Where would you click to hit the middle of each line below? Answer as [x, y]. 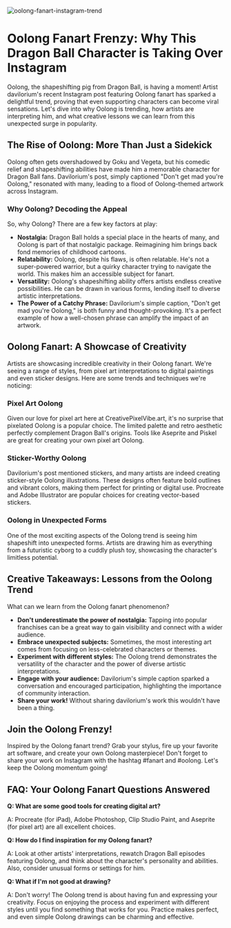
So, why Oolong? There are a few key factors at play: [82, 224]
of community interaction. [54, 693]
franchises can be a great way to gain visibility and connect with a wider [120, 627]
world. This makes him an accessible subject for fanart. [96, 274]
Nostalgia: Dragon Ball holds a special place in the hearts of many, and [118, 237]
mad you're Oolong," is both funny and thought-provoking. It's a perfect [119, 311]
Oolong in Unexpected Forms [57, 521]
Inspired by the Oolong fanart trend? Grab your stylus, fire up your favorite [113, 746]
